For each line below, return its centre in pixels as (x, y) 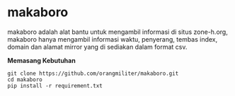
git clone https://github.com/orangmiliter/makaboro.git (93, 73)
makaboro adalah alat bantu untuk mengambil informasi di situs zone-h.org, (117, 32)
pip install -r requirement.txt (55, 85)
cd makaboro (25, 79)
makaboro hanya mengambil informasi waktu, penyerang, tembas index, (113, 39)
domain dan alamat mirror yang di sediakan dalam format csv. (97, 47)
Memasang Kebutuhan (41, 60)
